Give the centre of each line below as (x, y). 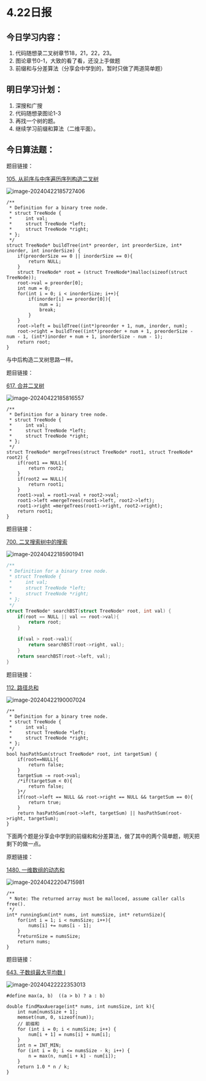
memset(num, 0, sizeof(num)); (56, 1017)
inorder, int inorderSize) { (44, 250)
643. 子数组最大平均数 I (36, 972)
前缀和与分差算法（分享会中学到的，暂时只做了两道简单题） (90, 68)
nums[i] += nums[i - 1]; (60, 925)
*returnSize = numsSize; (49, 936)
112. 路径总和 (22, 688)
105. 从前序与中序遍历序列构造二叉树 (53, 179)
